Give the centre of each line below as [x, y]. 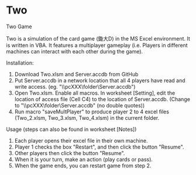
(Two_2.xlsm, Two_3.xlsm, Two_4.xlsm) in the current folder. [87, 117]
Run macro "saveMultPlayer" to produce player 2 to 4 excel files [92, 112]
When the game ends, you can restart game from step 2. [83, 166]
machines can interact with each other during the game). [75, 51]
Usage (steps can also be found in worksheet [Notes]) [71, 129]
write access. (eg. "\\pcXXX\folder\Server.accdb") [75, 86]
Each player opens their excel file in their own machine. [81, 140]
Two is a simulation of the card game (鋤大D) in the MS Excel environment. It [98, 38]
